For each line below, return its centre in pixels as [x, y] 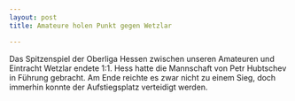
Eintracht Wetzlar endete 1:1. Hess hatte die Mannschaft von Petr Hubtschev [148, 68]
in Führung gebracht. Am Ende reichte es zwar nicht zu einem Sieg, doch [143, 77]
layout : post [33, 17]
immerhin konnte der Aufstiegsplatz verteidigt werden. [109, 87]
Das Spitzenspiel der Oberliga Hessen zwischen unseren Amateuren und [142, 58]
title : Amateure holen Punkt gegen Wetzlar [91, 26]
